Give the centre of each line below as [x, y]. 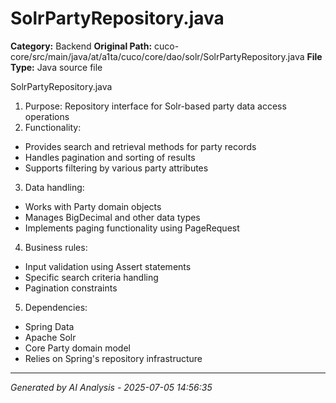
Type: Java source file [56, 67]
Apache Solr [50, 337]
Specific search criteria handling [91, 277]
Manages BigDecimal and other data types [112, 217]
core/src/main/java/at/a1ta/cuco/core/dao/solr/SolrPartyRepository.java [157, 56]
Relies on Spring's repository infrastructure [113, 358]
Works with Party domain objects [93, 206]
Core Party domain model [77, 348]
